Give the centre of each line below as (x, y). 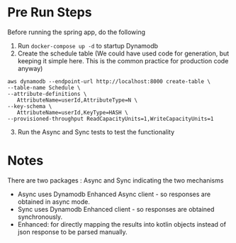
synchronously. (40, 217)
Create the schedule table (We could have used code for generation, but (123, 53)
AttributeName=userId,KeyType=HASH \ (73, 112)
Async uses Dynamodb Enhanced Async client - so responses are (114, 194)
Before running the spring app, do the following (77, 32)
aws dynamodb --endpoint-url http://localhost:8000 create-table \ (109, 81)
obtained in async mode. (54, 201)
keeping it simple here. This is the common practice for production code (123, 60)
